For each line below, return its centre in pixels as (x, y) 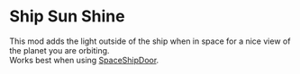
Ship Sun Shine (67, 16)
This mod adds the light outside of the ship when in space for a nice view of (150, 41)
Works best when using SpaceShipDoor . (84, 60)
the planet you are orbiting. (59, 50)
